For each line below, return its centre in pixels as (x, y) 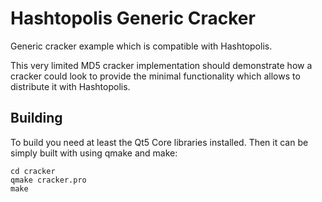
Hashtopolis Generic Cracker (133, 18)
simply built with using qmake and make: (94, 153)
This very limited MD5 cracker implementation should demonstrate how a (161, 65)
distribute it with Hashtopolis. (70, 86)
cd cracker (33, 171)
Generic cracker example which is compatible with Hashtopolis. (141, 46)
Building (36, 118)
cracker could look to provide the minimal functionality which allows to (155, 76)
